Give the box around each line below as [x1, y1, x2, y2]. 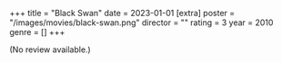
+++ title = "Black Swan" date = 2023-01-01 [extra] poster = [9, 8, 236, 18]
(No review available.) [9, 44, 91, 55]
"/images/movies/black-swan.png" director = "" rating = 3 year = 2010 [9, 17, 274, 28]
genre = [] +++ [9, 27, 65, 37]
